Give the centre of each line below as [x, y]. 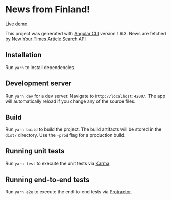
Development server [39, 84]
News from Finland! [48, 9]
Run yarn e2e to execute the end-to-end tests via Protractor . [69, 192]
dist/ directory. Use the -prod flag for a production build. [65, 135]
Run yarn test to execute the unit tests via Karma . [58, 163]
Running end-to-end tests [47, 179]
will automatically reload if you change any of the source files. [70, 101]
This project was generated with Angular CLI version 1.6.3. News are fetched [86, 33]
